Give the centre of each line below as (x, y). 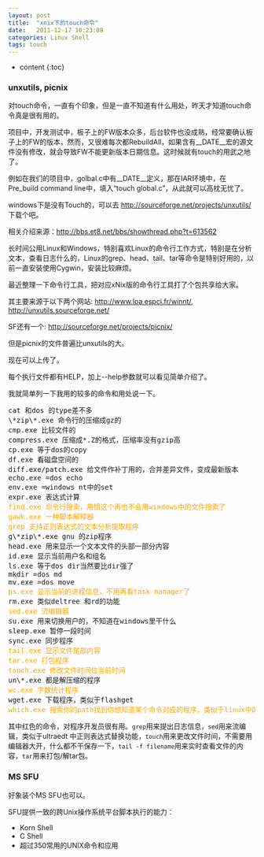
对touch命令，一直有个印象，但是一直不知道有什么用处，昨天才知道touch (126, 106)
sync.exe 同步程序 (40, 641)
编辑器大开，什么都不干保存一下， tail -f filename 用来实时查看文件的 (123, 746)
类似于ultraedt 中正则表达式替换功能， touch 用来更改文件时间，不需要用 (137, 736)
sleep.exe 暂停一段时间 (50, 631)
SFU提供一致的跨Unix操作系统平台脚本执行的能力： (91, 811)
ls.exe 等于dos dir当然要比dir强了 (71, 566)
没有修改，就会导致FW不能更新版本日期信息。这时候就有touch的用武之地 (133, 152)
